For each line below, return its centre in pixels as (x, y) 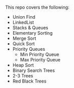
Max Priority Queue (40, 60)
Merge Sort (24, 38)
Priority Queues (29, 49)
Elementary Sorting (32, 33)
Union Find (24, 17)
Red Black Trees (29, 81)
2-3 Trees (23, 76)
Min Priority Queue (40, 54)
